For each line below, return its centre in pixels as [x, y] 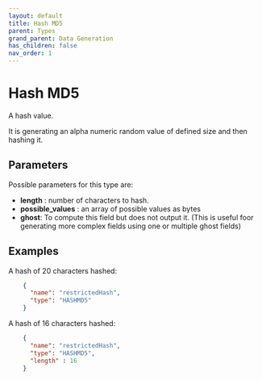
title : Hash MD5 [35, 23]
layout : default [35, 16]
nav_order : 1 [30, 53]
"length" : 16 [54, 361]
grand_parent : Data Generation [61, 38]
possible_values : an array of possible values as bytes [110, 209]
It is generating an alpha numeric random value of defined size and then [128, 131]
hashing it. [25, 140]
